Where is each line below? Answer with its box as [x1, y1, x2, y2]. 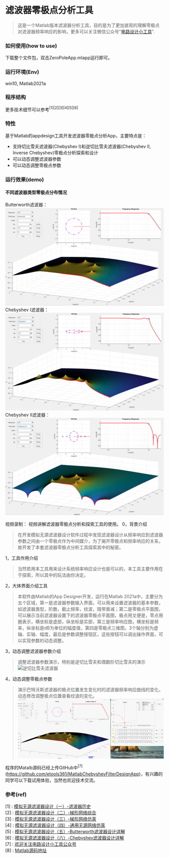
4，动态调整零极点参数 [5, 676, 53, 682]
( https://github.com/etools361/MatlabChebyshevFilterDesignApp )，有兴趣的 [5, 771, 163, 777]
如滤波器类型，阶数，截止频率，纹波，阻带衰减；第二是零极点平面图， [17, 606, 163, 612]
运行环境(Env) [5, 68, 39, 76]
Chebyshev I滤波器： [5, 307, 49, 313]
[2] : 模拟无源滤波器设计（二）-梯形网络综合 [5, 810, 97, 816]
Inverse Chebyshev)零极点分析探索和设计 [12, 150, 99, 156]
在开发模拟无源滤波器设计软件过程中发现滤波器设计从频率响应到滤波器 [17, 532, 163, 538]
